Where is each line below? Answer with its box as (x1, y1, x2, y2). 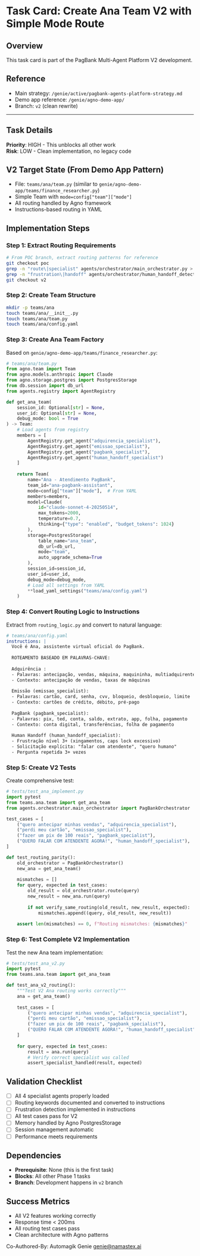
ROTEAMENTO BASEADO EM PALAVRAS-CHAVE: (11, 655, 111, 661)
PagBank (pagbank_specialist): (11, 710, 89, 716)
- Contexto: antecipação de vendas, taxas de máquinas (11, 677, 151, 683)
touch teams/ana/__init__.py (6, 310, 79, 316)
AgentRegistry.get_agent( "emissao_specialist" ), (27, 443, 151, 449)
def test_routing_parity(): (6, 854, 76, 861)
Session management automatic (14, 1126, 94, 1133)
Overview (6, 41, 43, 51)
